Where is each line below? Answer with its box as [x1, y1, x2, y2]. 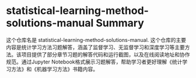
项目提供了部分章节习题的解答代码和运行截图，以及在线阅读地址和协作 [21, 51, 190, 58]
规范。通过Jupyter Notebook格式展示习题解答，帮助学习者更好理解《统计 [6, 58, 183, 65]
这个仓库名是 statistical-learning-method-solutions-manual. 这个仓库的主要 [6, 36, 187, 43]
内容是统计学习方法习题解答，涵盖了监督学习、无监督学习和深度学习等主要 [6, 44, 185, 51]
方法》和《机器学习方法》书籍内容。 [10, 65, 98, 72]
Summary [96, 16, 145, 30]
